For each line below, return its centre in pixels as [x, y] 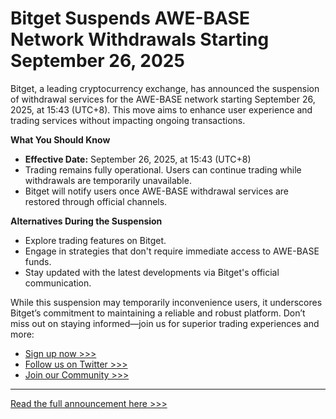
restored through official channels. [96, 201]
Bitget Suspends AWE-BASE [130, 18]
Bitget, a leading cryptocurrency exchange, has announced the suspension [165, 88]
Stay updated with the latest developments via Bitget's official [152, 272]
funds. [38, 261]
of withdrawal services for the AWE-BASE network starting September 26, [163, 99]
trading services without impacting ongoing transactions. [128, 120]
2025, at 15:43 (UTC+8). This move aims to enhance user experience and [161, 109]
